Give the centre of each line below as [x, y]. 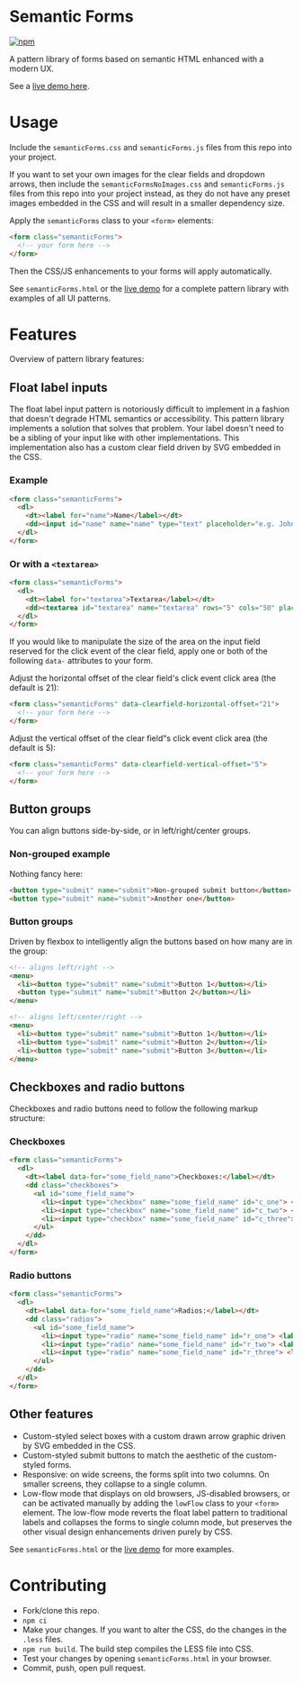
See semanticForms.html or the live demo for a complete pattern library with [149, 288]
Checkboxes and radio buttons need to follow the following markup [133, 1108]
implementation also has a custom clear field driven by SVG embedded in [145, 448]
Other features [51, 1414]
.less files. [43, 1639]
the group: [28, 951]
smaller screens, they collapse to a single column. [115, 1484]
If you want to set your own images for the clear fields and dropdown [137, 174]
